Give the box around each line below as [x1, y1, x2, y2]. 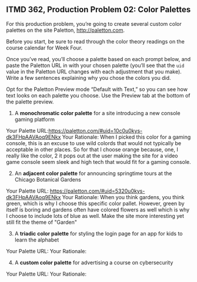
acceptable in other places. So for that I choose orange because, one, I [6, 146, 178, 153]
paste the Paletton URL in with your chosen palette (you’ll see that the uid [6, 62, 185, 69]
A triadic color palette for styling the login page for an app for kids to [14, 230, 183, 237]
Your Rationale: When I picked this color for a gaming [62, 133, 191, 140]
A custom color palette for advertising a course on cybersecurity [14, 258, 173, 266]
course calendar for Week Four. [6, 44, 83, 51]
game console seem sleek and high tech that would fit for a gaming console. [6, 158, 191, 165]
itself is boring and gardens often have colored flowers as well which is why [6, 206, 190, 213]
